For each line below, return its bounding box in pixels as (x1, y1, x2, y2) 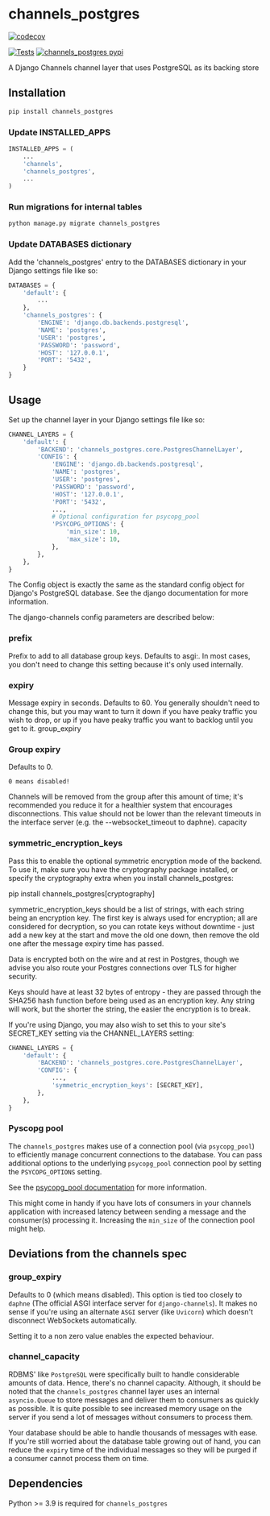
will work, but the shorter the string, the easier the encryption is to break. (8, 1004, 251, 1014)
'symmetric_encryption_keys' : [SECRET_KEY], (51, 1082, 204, 1090)
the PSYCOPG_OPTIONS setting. (8, 1166, 102, 1177)
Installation (8, 86, 66, 100)
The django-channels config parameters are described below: (8, 613, 215, 622)
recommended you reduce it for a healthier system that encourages (8, 800, 233, 810)
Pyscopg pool (8, 1123, 64, 1134)
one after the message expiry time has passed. (8, 938, 164, 948)
